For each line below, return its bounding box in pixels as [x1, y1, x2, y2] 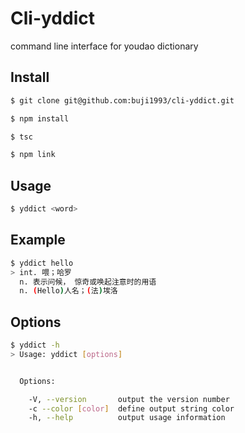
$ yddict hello [10, 258, 74, 268]
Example [10, 232, 66, 249]
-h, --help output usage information [28, 413, 226, 423]
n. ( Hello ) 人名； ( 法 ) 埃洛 [19, 286, 118, 296]
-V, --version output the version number [28, 394, 230, 404]
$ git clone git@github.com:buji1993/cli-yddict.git [10, 95, 235, 106]
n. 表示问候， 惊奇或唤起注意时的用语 [19, 277, 157, 287]
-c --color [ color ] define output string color [28, 403, 235, 414]
